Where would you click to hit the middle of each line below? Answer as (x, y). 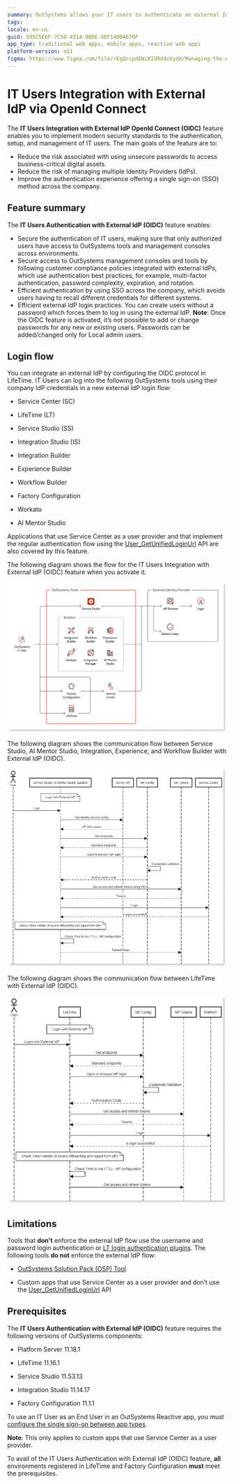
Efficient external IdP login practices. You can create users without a (115, 305)
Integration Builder (44, 456)
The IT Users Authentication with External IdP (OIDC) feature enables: (109, 225)
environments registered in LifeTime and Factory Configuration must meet (114, 1466)
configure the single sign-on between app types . (77, 1424)
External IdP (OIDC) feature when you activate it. (77, 572)
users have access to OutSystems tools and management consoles (114, 246)
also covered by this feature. (48, 551)
